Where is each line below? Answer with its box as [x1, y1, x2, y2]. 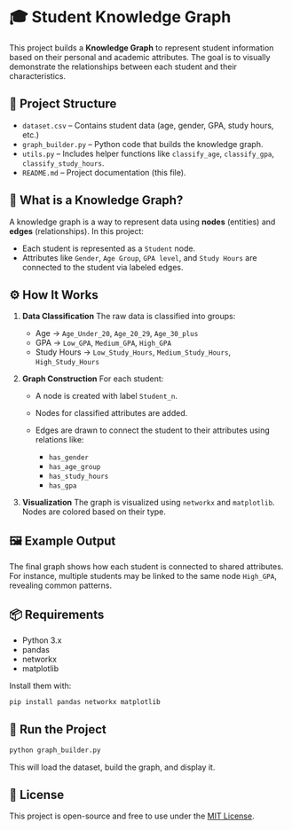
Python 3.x [21, 635, 62, 646]
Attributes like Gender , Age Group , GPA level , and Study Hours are [21, 252, 257, 262]
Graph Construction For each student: [21, 373, 164, 384]
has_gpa [48, 482, 77, 490]
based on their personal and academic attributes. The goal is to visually [9, 51, 271, 62]
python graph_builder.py [9, 746, 101, 755]
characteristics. [9, 70, 67, 81]
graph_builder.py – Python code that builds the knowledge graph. [21, 138, 264, 149]
